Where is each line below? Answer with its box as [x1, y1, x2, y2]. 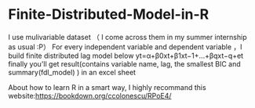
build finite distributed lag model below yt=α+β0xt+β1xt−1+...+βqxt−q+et [8, 51, 244, 60]
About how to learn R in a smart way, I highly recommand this [8, 82, 206, 92]
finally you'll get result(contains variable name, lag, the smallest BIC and [8, 59, 241, 68]
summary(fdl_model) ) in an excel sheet [8, 67, 136, 77]
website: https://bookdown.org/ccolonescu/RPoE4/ [8, 91, 172, 100]
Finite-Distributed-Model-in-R [8, 5, 209, 23]
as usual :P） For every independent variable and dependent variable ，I [8, 41, 242, 52]
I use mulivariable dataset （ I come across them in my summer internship [8, 32, 247, 41]
